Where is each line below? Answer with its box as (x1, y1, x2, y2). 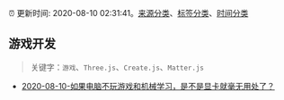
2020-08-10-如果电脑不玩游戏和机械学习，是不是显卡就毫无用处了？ (21, 80, 275, 91)
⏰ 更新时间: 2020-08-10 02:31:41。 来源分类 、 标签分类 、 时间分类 (8, 8, 249, 18)
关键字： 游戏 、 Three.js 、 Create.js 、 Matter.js (30, 62, 204, 72)
